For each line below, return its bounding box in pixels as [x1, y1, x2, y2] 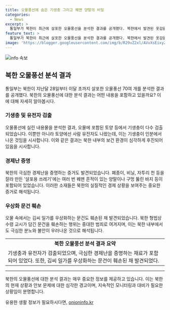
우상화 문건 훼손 [5, 203, 41, 210]
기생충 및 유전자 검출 [5, 112, 52, 119]
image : [5, 40, 19, 46]
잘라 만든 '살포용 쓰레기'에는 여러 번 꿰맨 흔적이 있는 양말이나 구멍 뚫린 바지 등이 [5, 176, 163, 182]
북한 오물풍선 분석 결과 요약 [54, 240, 116, 247]
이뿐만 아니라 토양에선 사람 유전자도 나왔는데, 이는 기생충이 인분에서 [28, 130, 162, 137]
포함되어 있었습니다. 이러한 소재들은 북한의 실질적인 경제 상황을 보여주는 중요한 [5, 183, 161, 189]
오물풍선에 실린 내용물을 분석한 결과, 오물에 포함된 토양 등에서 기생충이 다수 [5, 124, 154, 130]
